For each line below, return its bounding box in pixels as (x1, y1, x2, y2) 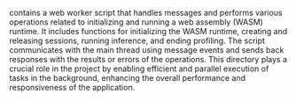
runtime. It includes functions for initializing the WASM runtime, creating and (9, 26, 288, 36)
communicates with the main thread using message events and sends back (9, 45, 284, 55)
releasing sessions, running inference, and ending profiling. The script (9, 35, 266, 46)
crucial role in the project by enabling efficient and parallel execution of (9, 63, 269, 74)
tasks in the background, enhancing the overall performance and (9, 73, 246, 83)
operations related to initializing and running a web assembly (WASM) (9, 17, 264, 27)
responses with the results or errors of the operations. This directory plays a (9, 54, 288, 64)
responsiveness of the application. (9, 83, 136, 92)
